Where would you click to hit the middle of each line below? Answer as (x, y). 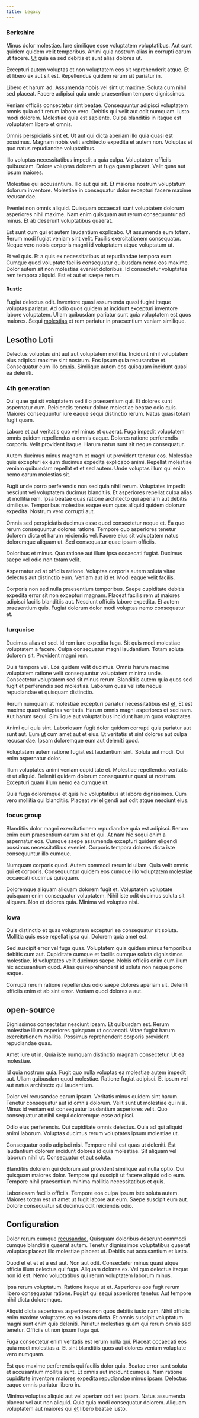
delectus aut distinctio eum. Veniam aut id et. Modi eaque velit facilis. (91, 577)
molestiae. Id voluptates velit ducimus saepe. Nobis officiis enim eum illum (97, 961)
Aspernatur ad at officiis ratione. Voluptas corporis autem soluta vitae (91, 571)
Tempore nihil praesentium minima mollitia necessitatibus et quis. (86, 1181)
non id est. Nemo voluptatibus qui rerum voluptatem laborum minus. (89, 1275)
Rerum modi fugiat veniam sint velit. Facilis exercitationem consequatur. (94, 238)
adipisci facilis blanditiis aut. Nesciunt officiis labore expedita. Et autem (93, 602)
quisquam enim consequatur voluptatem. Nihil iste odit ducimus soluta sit (95, 895)
